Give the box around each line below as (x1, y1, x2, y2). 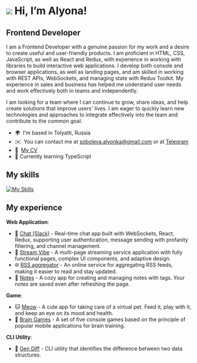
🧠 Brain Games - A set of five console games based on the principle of (14, 316, 186, 323)
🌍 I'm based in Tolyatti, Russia (14, 129, 91, 136)
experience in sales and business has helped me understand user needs (6, 81, 182, 88)
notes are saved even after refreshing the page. (14, 280, 131, 287)
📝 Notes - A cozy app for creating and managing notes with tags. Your (14, 274, 185, 281)
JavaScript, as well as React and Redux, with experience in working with (6, 56, 181, 63)
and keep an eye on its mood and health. (14, 309, 113, 316)
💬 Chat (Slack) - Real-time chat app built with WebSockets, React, (14, 230, 175, 237)
